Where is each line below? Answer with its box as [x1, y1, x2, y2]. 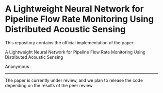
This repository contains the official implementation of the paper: [5, 40, 135, 45]
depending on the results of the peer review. [5, 82, 94, 88]
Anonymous [5, 64, 29, 69]
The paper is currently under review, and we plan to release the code [5, 77, 143, 83]
